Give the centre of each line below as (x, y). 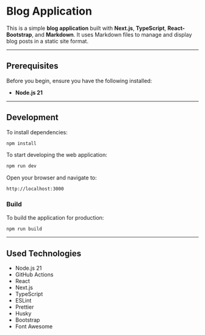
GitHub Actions (34, 275)
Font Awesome (34, 326)
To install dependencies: (37, 132)
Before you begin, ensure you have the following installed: (79, 81)
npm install (21, 143)
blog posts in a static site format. (47, 41)
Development (33, 117)
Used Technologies (44, 254)
